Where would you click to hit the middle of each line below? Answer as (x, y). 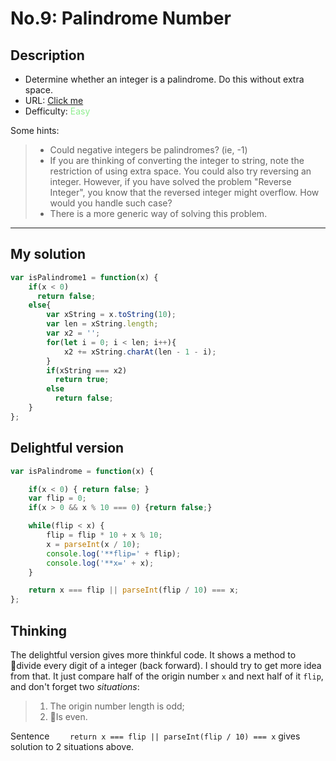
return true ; (82, 380)
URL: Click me (54, 100)
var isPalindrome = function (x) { (82, 471)
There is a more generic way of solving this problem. (158, 213)
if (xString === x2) (87, 370)
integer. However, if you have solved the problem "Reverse (170, 181)
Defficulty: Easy (57, 111)
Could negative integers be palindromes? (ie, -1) (148, 150)
